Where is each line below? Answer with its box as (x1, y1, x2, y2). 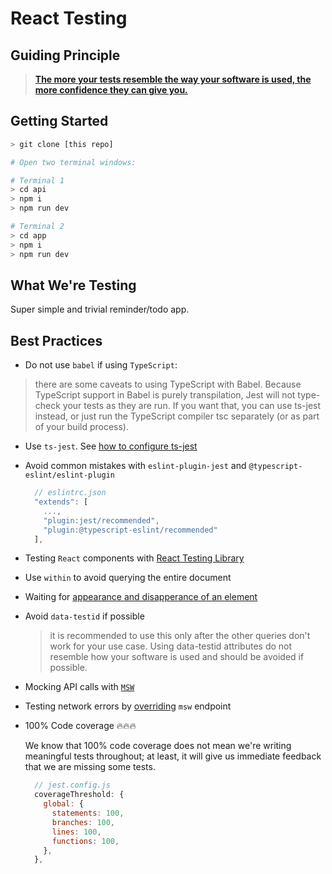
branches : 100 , (51, 817, 116, 827)
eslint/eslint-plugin (24, 470, 115, 481)
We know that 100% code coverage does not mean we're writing (24, 740, 292, 752)
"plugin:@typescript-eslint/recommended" (43, 525, 218, 535)
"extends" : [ (34, 497, 89, 507)
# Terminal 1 (10, 175, 65, 186)
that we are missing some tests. (24, 761, 156, 773)
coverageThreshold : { (34, 790, 125, 800)
